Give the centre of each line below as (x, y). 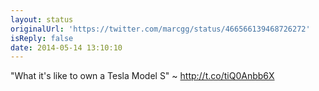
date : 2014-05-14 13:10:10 (66, 47)
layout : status (42, 19)
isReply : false (42, 38)
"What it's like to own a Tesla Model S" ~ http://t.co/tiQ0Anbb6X (142, 76)
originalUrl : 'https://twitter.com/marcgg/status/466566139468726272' (160, 29)
